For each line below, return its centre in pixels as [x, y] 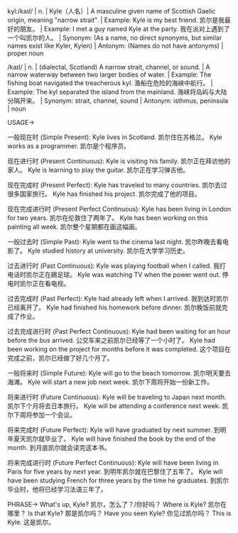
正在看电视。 [50, 284]
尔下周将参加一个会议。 [42, 415]
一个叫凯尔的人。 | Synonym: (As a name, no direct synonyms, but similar [115, 38]
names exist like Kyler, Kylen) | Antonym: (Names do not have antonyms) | [115, 46]
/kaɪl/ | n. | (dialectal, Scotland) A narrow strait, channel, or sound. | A [109, 67]
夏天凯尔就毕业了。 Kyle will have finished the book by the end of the [114, 439]
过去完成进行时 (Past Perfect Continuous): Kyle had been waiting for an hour [119, 331]
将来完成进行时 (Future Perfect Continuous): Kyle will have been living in [113, 463]
